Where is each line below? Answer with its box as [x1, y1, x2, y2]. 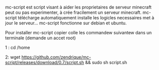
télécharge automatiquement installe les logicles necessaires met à [18, 15, 155, 20]
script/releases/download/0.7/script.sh [5, 60, 84, 65]
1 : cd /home [5, 45, 31, 50]
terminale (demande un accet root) [5, 35, 76, 41]
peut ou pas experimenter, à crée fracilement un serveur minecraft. [5, 9, 142, 15]
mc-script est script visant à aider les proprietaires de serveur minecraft [5, 4, 152, 10]
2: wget [5, 54, 21, 60]
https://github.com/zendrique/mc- [21, 54, 91, 60]
